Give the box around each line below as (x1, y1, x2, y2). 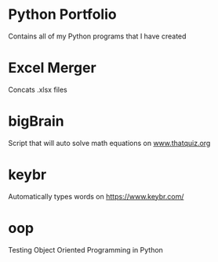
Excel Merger (8, 59, 96, 77)
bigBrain (8, 112, 64, 130)
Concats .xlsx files (8, 85, 68, 94)
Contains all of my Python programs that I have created (8, 31, 187, 41)
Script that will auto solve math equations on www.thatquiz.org (8, 138, 211, 147)
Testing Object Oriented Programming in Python (8, 245, 163, 254)
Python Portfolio (8, 5, 117, 24)
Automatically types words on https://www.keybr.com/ (8, 191, 184, 201)
